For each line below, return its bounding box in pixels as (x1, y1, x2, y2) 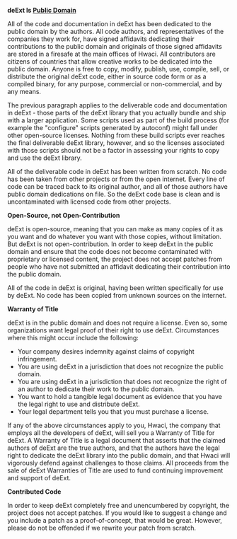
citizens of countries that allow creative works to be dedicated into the (7, 57, 213, 66)
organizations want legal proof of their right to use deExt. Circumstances (7, 326, 219, 335)
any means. (7, 88, 41, 95)
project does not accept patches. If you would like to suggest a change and (7, 509, 228, 517)
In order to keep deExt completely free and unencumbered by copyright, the (7, 502, 230, 509)
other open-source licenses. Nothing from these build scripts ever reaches (7, 131, 225, 139)
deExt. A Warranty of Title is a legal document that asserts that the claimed (7, 436, 226, 444)
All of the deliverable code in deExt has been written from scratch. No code (7, 168, 227, 175)
